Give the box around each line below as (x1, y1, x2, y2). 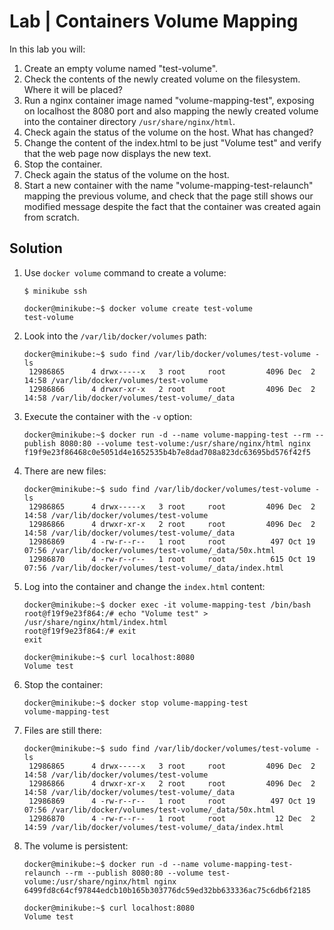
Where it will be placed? (23, 83, 124, 95)
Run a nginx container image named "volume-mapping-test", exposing (23, 94, 315, 106)
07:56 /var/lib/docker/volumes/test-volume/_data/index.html (23, 563, 285, 573)
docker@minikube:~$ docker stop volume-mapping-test (23, 698, 249, 708)
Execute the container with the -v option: (23, 410, 193, 422)
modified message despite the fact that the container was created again (23, 200, 321, 212)
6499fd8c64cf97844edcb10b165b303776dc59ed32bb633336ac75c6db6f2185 (23, 885, 311, 895)
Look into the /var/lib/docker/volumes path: (23, 330, 207, 342)
